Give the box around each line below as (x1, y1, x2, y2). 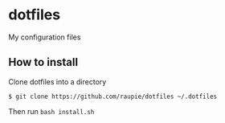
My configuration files (8, 32, 81, 42)
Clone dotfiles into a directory (8, 76, 107, 86)
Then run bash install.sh (8, 106, 95, 116)
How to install (8, 55, 79, 69)
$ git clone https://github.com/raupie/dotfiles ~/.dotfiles (8, 92, 218, 100)
